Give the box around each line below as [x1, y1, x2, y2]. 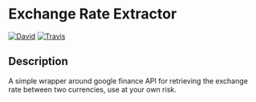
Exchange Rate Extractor [8, 5, 177, 23]
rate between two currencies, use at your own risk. [8, 84, 177, 94]
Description [8, 55, 68, 68]
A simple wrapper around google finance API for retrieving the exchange [8, 75, 249, 85]
